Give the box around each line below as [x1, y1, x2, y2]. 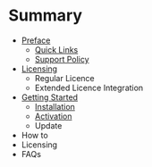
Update [34, 120, 63, 130]
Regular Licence [34, 72, 95, 83]
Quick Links [34, 44, 79, 54]
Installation [34, 101, 75, 112]
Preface [21, 35, 51, 46]
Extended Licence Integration [34, 82, 144, 93]
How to [21, 129, 48, 140]
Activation [34, 111, 72, 121]
